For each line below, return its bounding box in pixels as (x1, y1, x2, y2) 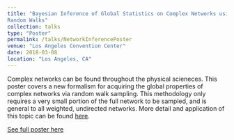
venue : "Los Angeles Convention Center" (7, 42, 127, 49)
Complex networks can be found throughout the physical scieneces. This (7, 75, 217, 83)
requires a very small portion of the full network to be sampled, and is (7, 97, 207, 105)
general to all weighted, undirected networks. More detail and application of (7, 104, 225, 112)
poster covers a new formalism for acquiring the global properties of (7, 81, 203, 91)
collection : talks (7, 23, 61, 30)
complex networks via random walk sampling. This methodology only (7, 89, 206, 98)
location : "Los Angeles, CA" (7, 56, 92, 63)
